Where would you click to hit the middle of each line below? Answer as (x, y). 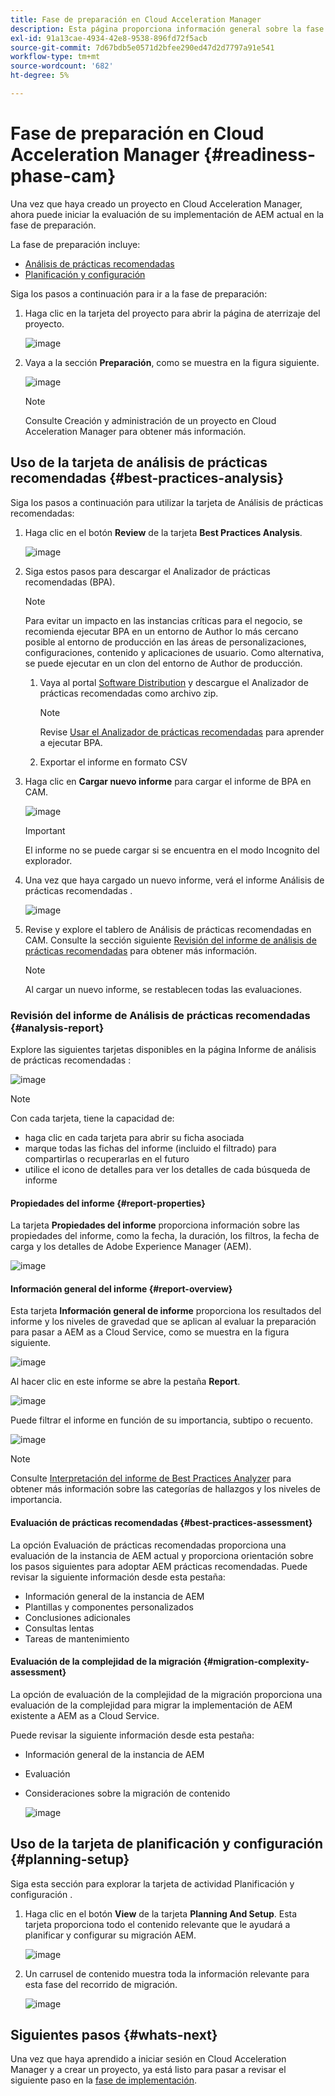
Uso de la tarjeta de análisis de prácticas (139, 462)
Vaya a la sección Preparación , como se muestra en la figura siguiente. (172, 362)
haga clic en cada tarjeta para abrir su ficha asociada (134, 1137)
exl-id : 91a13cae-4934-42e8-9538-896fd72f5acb (109, 38)
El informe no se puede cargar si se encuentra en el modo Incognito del (172, 850)
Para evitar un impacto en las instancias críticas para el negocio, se (163, 620)
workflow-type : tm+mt (55, 57)
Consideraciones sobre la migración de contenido (127, 1793)
